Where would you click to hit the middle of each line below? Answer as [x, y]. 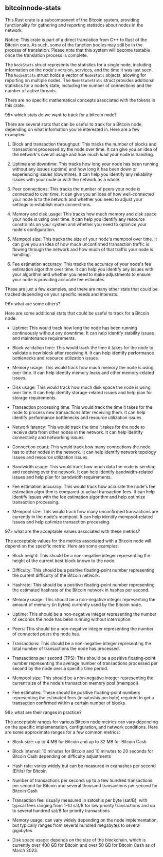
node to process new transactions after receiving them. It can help [79, 412]
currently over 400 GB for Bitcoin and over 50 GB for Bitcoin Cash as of [84, 845]
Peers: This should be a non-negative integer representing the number [83, 628]
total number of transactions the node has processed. [66, 648]
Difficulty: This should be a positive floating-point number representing [83, 570]
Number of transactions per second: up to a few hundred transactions [82, 780]
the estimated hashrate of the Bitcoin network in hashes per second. [81, 590]
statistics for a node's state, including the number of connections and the [78, 85]
